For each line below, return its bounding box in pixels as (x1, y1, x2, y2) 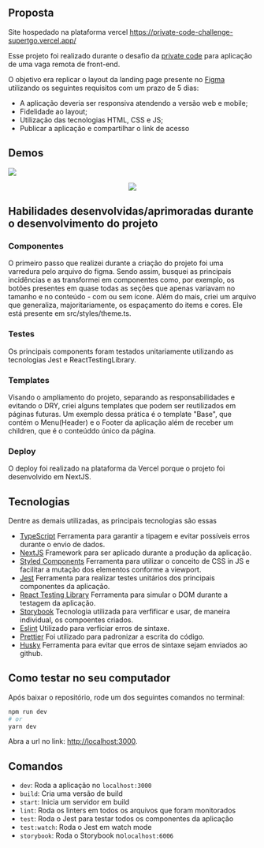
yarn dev (8, 722, 37, 730)
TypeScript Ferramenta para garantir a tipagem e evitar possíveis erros (19, 531, 251, 541)
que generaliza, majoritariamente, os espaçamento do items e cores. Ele (8, 300, 243, 310)
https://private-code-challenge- (129, 27, 234, 36)
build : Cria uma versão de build (19, 789, 124, 798)
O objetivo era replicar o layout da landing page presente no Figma (8, 74, 225, 84)
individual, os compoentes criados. (19, 615, 134, 625)
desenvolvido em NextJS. (8, 472, 92, 482)
